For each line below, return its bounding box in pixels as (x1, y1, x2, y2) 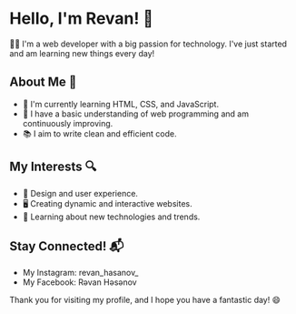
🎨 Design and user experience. (22, 187, 139, 198)
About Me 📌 (9, 75, 77, 90)
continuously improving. (22, 117, 113, 128)
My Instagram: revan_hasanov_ (22, 268, 139, 279)
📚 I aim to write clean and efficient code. (22, 127, 177, 139)
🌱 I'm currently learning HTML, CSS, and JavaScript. (22, 98, 220, 109)
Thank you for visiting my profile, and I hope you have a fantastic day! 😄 (9, 295, 281, 306)
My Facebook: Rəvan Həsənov (22, 277, 138, 288)
